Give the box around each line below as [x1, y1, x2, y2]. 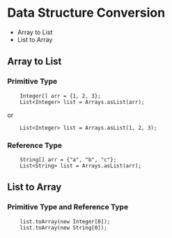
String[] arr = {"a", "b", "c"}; [19, 156, 117, 163]
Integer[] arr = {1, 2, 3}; [19, 92, 101, 99]
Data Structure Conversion [7, 5, 166, 21]
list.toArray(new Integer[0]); [19, 218, 111, 225]
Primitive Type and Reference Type [7, 202, 129, 212]
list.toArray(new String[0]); [19, 224, 108, 231]
